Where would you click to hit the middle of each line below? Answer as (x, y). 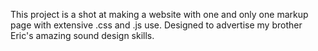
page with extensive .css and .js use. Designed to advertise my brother (156, 25)
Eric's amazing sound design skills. (82, 35)
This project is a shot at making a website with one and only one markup (159, 14)
